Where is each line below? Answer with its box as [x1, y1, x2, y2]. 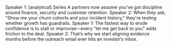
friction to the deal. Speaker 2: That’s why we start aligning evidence [5, 31, 150, 36]
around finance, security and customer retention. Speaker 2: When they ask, [5, 9, 166, 15]
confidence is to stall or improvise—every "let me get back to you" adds [5, 25, 157, 31]
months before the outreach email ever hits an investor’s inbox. [5, 36, 138, 42]
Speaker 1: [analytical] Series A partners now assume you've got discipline [5, 4, 162, 10]
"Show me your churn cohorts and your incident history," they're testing [5, 15, 157, 20]
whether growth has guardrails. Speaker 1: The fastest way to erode [5, 20, 148, 26]
